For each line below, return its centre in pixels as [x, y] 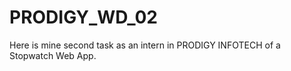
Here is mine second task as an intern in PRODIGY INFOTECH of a [145, 45]
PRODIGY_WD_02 [83, 17]
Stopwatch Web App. [53, 55]
